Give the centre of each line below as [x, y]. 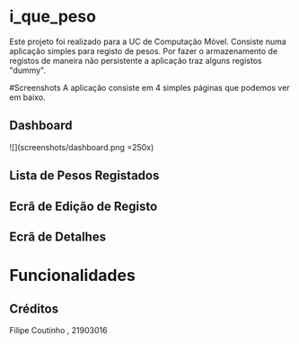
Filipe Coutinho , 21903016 [58, 330]
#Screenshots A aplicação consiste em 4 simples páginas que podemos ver [149, 87]
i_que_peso [53, 17]
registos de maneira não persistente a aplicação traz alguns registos [136, 60]
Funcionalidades [73, 276]
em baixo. [28, 97]
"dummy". [28, 70]
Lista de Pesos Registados [84, 176]
